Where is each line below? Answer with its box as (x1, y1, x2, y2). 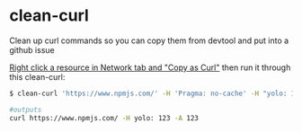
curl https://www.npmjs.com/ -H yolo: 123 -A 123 (9, 113, 200, 122)
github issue (9, 44, 56, 55)
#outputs (9, 105, 42, 114)
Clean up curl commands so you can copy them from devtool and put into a (9, 35, 289, 46)
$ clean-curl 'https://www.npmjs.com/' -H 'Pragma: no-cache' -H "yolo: (9, 89, 288, 98)
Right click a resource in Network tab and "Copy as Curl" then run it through (9, 62, 291, 73)
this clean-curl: (9, 71, 66, 82)
